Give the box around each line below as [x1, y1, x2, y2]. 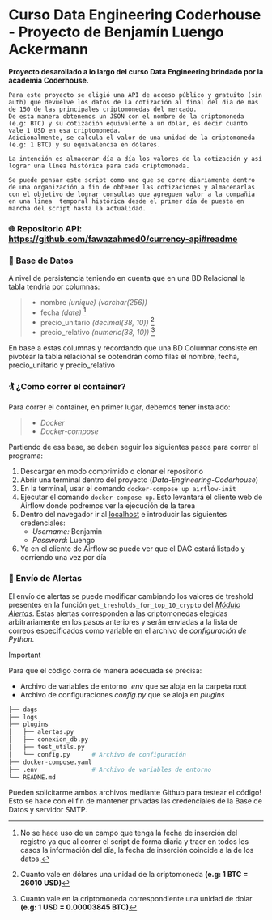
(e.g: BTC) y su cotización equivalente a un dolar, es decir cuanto [8, 119, 249, 127]
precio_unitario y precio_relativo [8, 360, 116, 370]
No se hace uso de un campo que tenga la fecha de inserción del [19, 828, 238, 838]
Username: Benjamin [32, 527, 103, 536]
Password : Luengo [32, 536, 96, 545]
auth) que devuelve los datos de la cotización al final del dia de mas [8, 98, 259, 106]
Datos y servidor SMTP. [8, 805, 87, 815]
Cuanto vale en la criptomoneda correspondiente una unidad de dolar [19, 894, 253, 904]
